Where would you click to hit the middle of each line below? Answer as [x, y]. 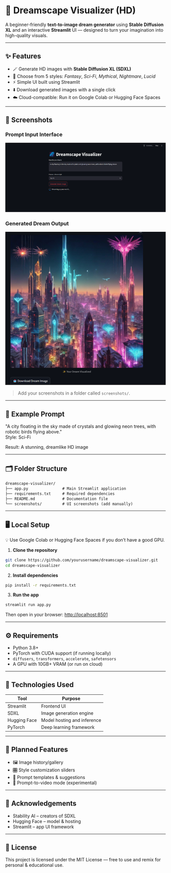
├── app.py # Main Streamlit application [66, 489]
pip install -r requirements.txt [41, 585]
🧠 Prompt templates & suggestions [49, 777]
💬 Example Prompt [35, 414]
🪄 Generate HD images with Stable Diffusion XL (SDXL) [72, 69]
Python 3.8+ [26, 648]
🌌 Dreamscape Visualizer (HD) [70, 10]
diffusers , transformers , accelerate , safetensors [64, 659]
